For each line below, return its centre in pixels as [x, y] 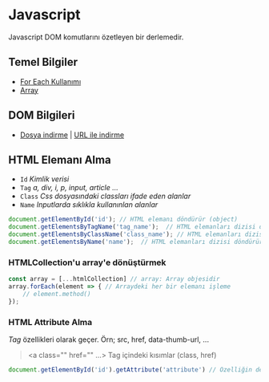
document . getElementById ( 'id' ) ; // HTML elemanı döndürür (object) [123, 219]
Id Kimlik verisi [44, 179]
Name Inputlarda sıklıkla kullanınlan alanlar [89, 205]
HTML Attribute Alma [50, 322]
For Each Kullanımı [50, 81]
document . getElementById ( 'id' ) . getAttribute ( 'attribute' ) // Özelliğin [130, 370]
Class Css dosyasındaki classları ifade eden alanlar [105, 196]
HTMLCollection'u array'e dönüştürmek [87, 262]
